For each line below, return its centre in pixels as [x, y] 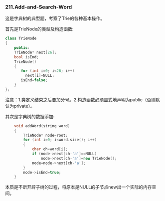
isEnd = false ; [34, 80]
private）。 [24, 106]
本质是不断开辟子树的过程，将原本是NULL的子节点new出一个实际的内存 [79, 187]
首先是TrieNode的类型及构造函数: [39, 29]
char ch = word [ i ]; [50, 149]
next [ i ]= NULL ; [40, 76]
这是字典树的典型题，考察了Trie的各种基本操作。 [55, 18]
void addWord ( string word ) [42, 126]
